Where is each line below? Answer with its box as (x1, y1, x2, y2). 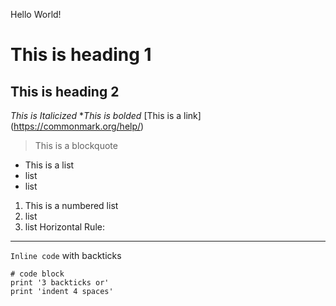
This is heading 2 (10, 83, 120, 100)
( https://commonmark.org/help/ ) (10, 120, 145, 132)
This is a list (24, 159, 75, 171)
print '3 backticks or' (10, 278, 110, 288)
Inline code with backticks (10, 250, 122, 261)
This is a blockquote (34, 140, 118, 151)
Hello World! (10, 9, 62, 20)
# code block (10, 269, 65, 279)
